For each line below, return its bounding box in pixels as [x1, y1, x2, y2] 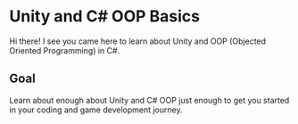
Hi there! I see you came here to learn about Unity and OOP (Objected [9, 36, 266, 46]
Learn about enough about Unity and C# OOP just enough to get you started [9, 95, 290, 105]
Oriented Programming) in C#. [9, 45, 120, 55]
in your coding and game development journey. [9, 104, 183, 115]
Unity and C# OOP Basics [9, 6, 201, 27]
